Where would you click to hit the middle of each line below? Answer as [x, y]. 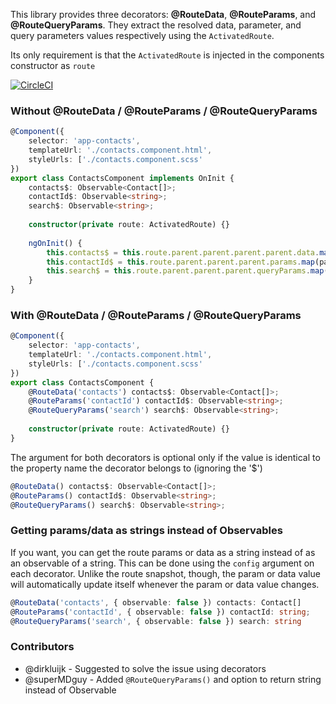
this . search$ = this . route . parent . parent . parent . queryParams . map [185, 271]
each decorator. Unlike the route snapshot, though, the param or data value [165, 573]
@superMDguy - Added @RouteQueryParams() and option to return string [173, 679]
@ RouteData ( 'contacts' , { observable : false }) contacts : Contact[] [156, 602]
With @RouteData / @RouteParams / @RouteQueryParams [156, 315]
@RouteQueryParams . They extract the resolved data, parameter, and [156, 25]
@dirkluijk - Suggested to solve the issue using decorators [145, 668]
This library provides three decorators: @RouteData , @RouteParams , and [163, 14]
